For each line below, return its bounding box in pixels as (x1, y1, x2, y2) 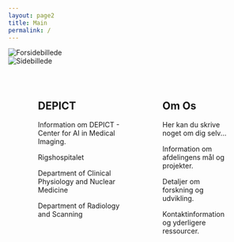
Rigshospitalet (38, 153, 85, 162)
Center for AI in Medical (38, 128, 115, 138)
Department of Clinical (38, 168, 111, 178)
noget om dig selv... (162, 128, 227, 138)
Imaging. (38, 137, 66, 146)
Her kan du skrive (162, 120, 221, 130)
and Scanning (38, 210, 83, 219)
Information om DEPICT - (38, 120, 120, 130)
